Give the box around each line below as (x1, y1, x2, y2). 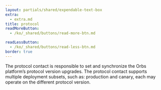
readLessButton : (5, 40, 39, 45)
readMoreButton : (5, 26, 39, 31)
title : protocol (5, 21, 39, 27)
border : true (5, 49, 33, 54)
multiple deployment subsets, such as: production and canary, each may (5, 73, 156, 79)
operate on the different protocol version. (5, 79, 91, 85)
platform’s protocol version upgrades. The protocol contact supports (5, 68, 147, 74)
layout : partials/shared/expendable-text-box (5, 7, 102, 13)
